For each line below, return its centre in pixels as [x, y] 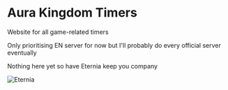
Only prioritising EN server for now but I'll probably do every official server [114, 45]
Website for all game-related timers [58, 32]
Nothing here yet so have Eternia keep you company [83, 66]
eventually [22, 53]
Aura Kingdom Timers [72, 13]
